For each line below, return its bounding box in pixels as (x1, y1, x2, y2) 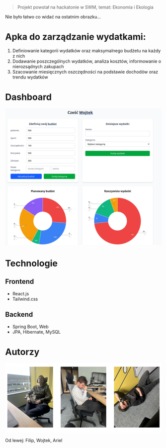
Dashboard (5, 91, 52, 103)
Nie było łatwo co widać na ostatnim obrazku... (5, 14, 101, 19)
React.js (12, 290, 29, 296)
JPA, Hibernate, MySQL (12, 329, 61, 335)
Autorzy (5, 346, 40, 358)
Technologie (5, 258, 58, 269)
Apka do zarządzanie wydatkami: (5, 31, 146, 43)
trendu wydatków (12, 74, 48, 80)
